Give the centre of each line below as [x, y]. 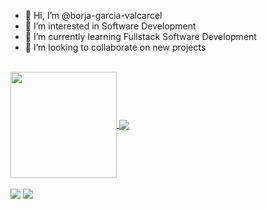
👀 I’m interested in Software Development [110, 26]
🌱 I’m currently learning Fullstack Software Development [140, 36]
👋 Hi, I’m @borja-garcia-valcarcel [93, 15]
